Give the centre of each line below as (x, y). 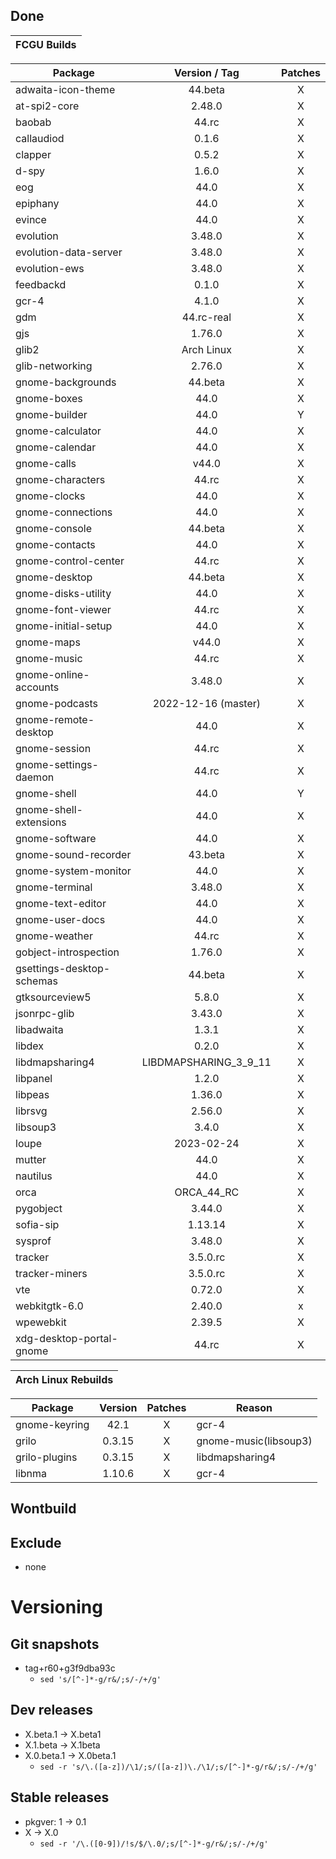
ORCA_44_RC (207, 1192)
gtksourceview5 (53, 997)
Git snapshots (55, 1644)
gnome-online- (52, 674)
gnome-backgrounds (66, 382)
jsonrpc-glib (45, 1013)
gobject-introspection (67, 952)
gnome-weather (54, 936)
